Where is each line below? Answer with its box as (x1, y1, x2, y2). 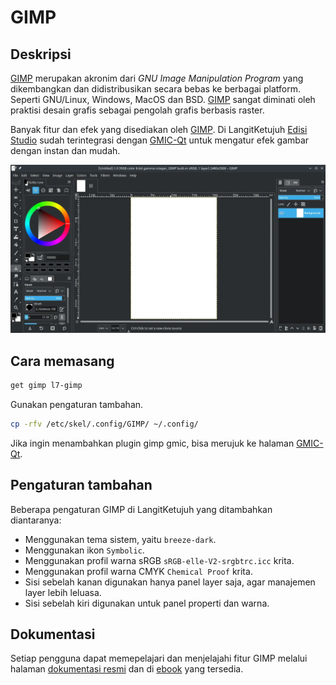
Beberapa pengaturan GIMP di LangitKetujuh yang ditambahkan (10, 503, 273, 515)
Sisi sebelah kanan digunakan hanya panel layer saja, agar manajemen (24, 576, 316, 588)
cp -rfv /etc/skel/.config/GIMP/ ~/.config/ (10, 419, 199, 429)
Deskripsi (10, 46, 72, 63)
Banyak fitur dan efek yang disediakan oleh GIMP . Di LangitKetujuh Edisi (10, 124, 308, 135)
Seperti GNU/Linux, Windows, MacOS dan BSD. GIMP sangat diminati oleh (10, 94, 316, 105)
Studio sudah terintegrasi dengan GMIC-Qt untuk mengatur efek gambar (10, 134, 310, 146)
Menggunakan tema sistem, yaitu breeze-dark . (24, 533, 217, 545)
